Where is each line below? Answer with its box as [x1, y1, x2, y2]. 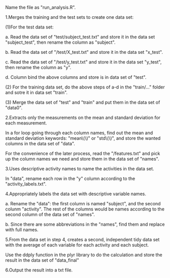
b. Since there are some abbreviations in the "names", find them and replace [5, 221, 165, 227]
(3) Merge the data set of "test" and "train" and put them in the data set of [5, 99, 160, 105]
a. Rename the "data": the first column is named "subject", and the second [5, 201, 161, 206]
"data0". [5, 105, 23, 111]
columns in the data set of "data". [5, 141, 75, 146]
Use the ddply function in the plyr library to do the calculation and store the [5, 252, 162, 258]
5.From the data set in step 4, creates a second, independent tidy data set [5, 236, 160, 242]
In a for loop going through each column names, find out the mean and [5, 130, 153, 136]
